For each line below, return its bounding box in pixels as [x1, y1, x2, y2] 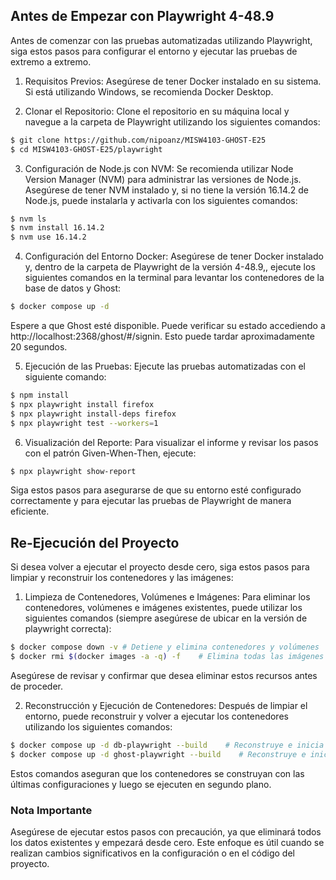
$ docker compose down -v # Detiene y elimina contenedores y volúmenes [10, 642, 320, 653]
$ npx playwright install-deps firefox [10, 409, 177, 419]
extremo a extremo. [10, 55, 92, 68]
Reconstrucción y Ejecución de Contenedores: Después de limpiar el [24, 700, 308, 711]
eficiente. [10, 505, 50, 518]
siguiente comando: [24, 371, 107, 383]
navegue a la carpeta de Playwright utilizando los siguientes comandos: [24, 115, 321, 128]
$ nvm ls [10, 214, 47, 224]
